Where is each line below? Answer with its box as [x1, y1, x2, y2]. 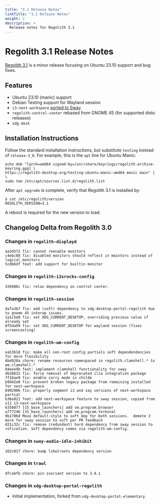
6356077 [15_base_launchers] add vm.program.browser [5, 405, 114, 410]
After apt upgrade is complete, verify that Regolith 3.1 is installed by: [5, 187, 141, 193]
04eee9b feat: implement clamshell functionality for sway [5, 367, 127, 372]
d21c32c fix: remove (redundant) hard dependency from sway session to [5, 422, 153, 427]
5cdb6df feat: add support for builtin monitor [5, 262, 103, 267]
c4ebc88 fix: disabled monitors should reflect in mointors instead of [5, 253, 153, 258]
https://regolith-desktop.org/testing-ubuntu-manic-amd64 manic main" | [5, 170, 155, 175]
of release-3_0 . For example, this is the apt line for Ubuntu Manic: [5, 152, 137, 158]
